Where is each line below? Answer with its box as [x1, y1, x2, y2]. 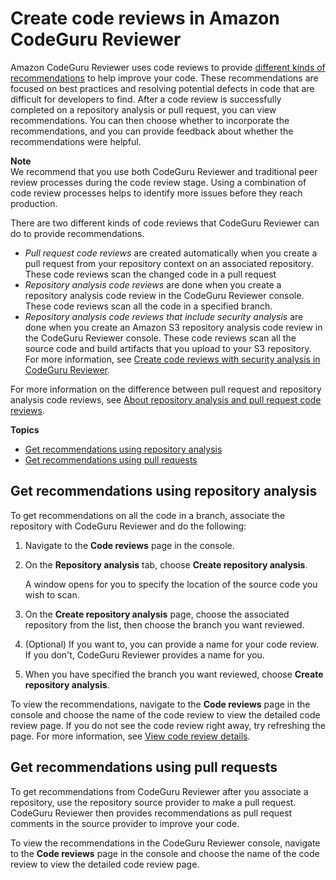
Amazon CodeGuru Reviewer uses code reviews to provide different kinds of [10, 61, 326, 73]
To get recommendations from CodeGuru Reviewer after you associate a [10, 785, 309, 797]
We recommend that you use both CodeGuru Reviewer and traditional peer [10, 165, 318, 177]
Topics [10, 423, 40, 436]
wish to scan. [24, 588, 80, 601]
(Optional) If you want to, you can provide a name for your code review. [24, 638, 319, 650]
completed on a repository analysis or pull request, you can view [10, 103, 277, 116]
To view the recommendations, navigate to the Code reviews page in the [10, 698, 311, 710]
